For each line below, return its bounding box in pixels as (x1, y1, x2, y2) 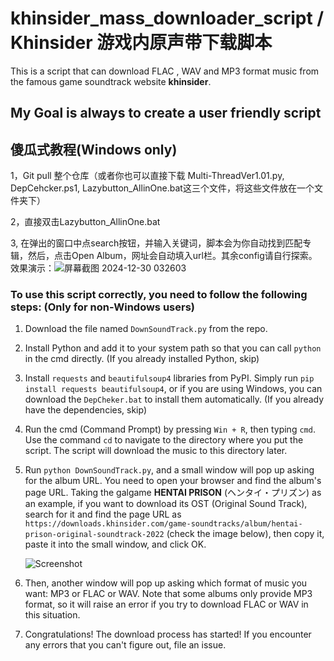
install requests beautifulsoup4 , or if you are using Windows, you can (24, 383, 323, 395)
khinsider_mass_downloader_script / (10, 7, 325, 30)
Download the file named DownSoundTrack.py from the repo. (24, 323, 268, 335)
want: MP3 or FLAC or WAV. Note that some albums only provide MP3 (24, 588, 313, 600)
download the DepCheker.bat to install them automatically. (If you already (24, 393, 325, 406)
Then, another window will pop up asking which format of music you (24, 577, 308, 589)
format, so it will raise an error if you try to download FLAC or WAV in (24, 598, 309, 611)
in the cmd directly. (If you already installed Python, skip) (24, 353, 260, 365)
